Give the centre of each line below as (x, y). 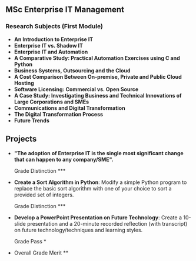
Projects (21, 139)
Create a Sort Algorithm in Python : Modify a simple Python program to (100, 182)
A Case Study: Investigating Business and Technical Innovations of (98, 95)
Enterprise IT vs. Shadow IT (49, 45)
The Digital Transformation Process (59, 114)
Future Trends (31, 121)
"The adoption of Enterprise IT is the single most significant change (99, 153)
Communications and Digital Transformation (69, 108)
